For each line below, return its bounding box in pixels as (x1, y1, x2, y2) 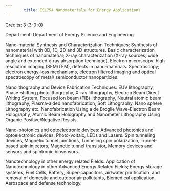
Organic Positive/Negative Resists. (5, 116, 78, 123)
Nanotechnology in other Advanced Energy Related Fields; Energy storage (5, 163, 162, 169)
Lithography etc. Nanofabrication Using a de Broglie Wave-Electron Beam (5, 105, 161, 112)
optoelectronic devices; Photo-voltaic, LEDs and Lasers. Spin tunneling (5, 132, 155, 138)
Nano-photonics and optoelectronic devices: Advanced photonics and (5, 126, 154, 133)
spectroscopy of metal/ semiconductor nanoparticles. (5, 74, 119, 80)
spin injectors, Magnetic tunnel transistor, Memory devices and (19, 143, 153, 149)
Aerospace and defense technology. (5, 180, 82, 186)
